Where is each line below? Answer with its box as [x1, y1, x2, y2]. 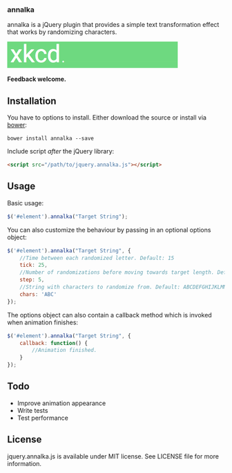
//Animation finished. [32, 347, 97, 354]
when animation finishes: [7, 318, 78, 326]
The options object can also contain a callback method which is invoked [7, 310, 212, 319]
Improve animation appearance [17, 399, 106, 407]
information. [7, 459, 42, 467]
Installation [7, 95, 57, 106]
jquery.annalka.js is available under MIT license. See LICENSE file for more [7, 452, 220, 461]
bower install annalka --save [7, 135, 95, 142]
